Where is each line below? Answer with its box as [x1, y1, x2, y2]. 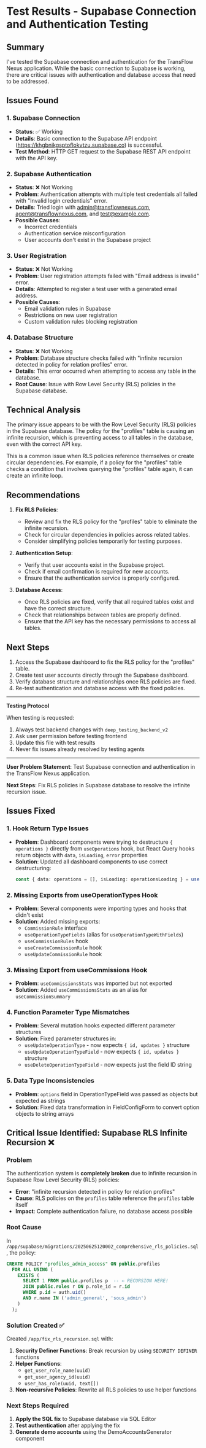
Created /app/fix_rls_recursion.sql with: [6, 1334, 113, 1342]
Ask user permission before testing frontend [15, 733, 128, 740]
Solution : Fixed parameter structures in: [15, 1035, 116, 1042]
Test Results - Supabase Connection [6, 4, 197, 18]
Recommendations [6, 489, 80, 500]
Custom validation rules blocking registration [24, 318, 138, 325]
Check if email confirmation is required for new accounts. [24, 568, 170, 575]
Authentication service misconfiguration [24, 229, 126, 237]
